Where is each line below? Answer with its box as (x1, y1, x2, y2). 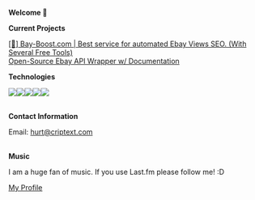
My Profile (8, 183, 43, 192)
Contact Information (8, 112, 79, 121)
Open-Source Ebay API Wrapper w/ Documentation (8, 57, 180, 66)
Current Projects (8, 23, 66, 32)
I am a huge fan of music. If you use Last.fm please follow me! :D (8, 167, 225, 177)
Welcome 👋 (8, 8, 48, 17)
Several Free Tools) (8, 48, 73, 57)
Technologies (8, 72, 56, 81)
